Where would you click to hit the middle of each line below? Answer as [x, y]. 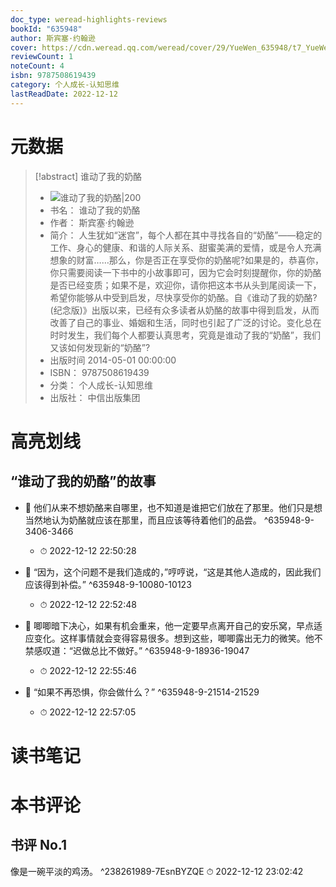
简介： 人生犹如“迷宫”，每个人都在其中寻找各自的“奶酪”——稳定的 [186, 235]
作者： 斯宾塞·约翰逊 [92, 222]
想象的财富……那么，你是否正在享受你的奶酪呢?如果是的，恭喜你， [186, 260]
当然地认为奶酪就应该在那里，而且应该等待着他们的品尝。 [143, 520]
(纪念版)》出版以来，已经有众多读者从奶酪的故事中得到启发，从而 [184, 310]
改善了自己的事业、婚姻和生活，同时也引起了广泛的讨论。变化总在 [185, 322]
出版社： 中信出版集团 [95, 397]
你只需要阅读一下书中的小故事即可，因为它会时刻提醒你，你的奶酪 [185, 272]
